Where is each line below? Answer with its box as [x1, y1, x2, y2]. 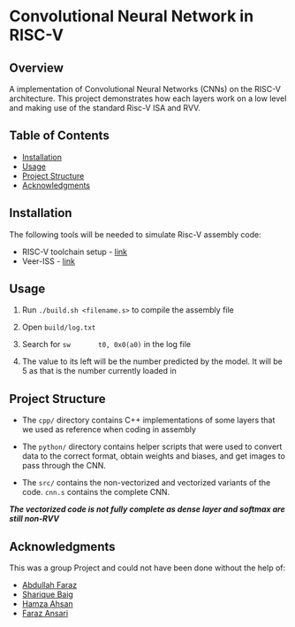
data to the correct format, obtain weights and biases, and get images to [21, 451, 285, 461]
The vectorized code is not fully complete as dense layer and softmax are [9, 504, 285, 515]
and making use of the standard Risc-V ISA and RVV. [9, 103, 201, 112]
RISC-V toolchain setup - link [21, 246, 128, 257]
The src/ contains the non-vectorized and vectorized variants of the [21, 477, 271, 488]
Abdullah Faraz [21, 580, 78, 591]
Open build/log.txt [21, 321, 96, 333]
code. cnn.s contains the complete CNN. [21, 487, 170, 498]
